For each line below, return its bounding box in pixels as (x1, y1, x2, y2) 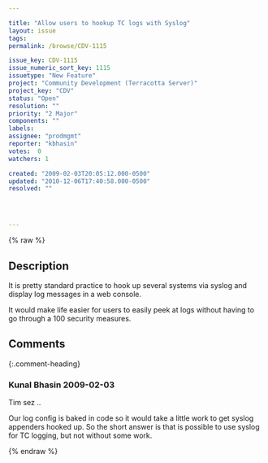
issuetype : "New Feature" (8, 72, 96, 80)
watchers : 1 (8, 155, 49, 163)
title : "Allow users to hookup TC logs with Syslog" (8, 19, 191, 27)
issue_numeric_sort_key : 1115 (8, 64, 111, 72)
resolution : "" (8, 102, 60, 110)
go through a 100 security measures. (8, 313, 132, 323)
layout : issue (8, 26, 57, 35)
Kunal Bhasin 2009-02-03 (8, 379, 115, 391)
